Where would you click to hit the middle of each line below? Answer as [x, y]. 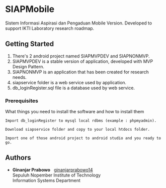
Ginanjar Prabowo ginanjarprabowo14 [53, 170]
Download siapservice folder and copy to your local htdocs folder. [78, 130]
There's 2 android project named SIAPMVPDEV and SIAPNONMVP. [81, 56]
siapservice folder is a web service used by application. [69, 82]
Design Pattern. [28, 66]
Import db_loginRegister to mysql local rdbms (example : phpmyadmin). [81, 121]
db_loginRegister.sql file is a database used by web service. [74, 88]
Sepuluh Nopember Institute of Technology [56, 175]
